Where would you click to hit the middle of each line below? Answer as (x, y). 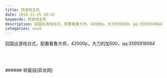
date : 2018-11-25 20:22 (30, 15)
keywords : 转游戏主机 (26, 19)
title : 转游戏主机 (23, 10)
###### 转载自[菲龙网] (29, 70)
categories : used (23, 29)
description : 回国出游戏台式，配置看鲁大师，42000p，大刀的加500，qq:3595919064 (84, 24)
